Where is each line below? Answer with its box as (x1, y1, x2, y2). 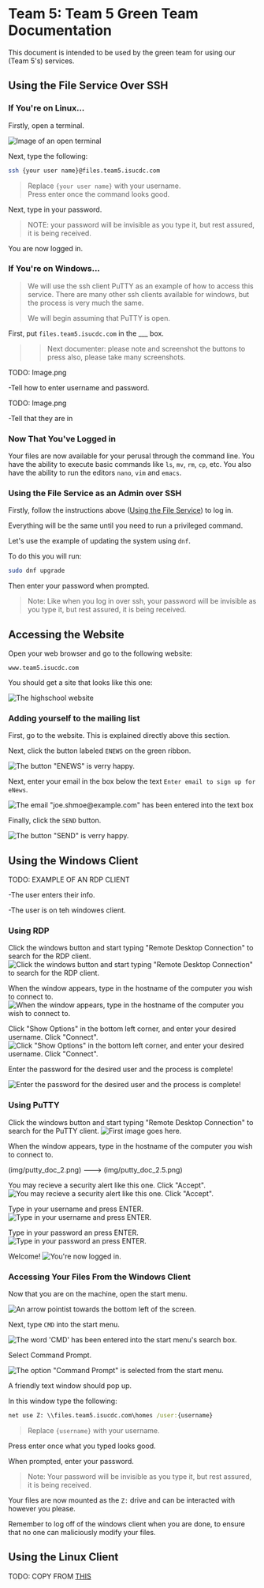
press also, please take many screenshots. (46, 352, 186, 362)
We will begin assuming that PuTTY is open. (27, 313, 171, 322)
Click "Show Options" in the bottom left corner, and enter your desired (8, 1024, 236, 1033)
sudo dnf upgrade (8, 566, 65, 575)
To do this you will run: (8, 551, 82, 561)
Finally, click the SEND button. (8, 815, 102, 826)
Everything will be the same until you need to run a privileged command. (8, 521, 244, 530)
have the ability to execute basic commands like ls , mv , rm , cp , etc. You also (8, 460, 252, 469)
